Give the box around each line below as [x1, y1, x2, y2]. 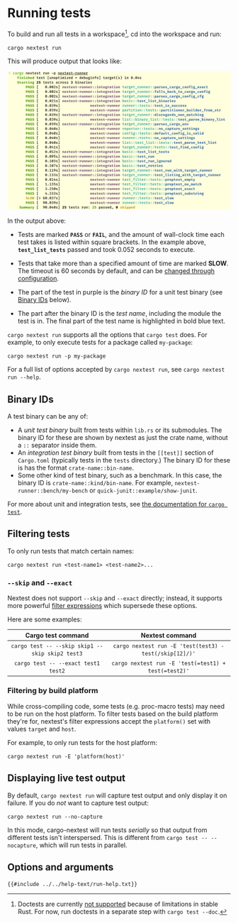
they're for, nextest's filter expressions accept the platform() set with [7, 717, 211, 725]
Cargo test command [25, 631, 89, 639]
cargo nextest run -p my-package [7, 353, 106, 360]
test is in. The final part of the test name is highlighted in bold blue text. [17, 317, 225, 326]
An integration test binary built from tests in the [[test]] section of [17, 448, 214, 457]
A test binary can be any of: [7, 411, 89, 420]
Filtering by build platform [7, 686, 98, 696]
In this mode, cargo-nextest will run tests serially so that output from [7, 825, 208, 834]
